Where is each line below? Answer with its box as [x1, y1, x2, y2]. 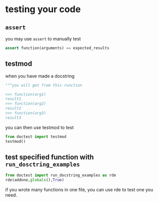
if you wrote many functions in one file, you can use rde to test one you [5, 187, 153, 193]
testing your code [5, 4, 81, 15]
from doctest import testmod [5, 134, 67, 139]
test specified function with [5, 153, 94, 161]
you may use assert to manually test [5, 36, 81, 41]
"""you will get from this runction [5, 82, 82, 88]
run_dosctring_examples [5, 161, 80, 168]
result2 [5, 106, 22, 111]
